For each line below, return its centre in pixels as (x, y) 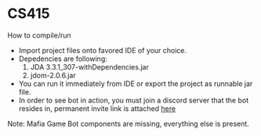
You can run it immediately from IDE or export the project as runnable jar (136, 84)
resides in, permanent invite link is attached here (97, 108)
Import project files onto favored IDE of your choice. (103, 50)
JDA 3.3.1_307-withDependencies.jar (90, 66)
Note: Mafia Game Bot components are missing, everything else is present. (129, 123)
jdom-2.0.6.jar (53, 75)
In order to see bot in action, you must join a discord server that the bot (133, 100)
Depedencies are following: (63, 59)
